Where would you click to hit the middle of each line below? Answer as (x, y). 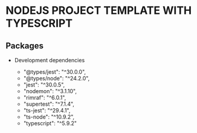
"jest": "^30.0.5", (44, 85)
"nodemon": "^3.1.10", (50, 91)
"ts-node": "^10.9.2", (49, 117)
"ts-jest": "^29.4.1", (47, 110)
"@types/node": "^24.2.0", (57, 78)
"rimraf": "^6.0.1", (45, 98)
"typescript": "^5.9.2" (50, 123)
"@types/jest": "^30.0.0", (54, 72)
